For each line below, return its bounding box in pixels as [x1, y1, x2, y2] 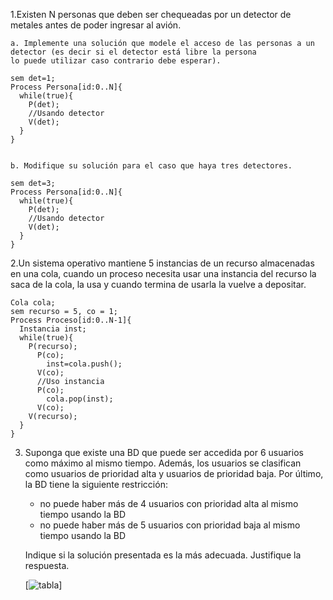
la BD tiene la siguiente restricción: [24, 479, 168, 490]
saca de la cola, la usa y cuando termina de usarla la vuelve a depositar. [10, 279, 307, 290]
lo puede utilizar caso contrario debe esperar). [10, 56, 222, 66]
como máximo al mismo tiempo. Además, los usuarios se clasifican [24, 457, 302, 469]
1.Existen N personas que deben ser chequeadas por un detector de [10, 9, 292, 20]
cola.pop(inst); [46, 394, 114, 404]
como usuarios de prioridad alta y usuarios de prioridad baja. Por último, [24, 468, 324, 479]
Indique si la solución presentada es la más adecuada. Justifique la [24, 549, 302, 561]
